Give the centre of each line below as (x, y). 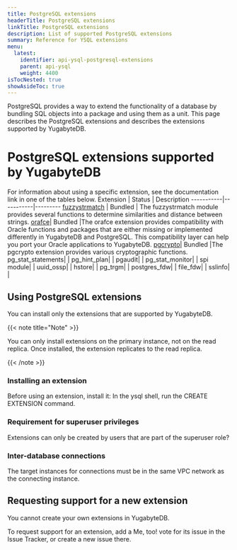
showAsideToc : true (36, 86)
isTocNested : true (34, 80)
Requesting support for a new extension (98, 501)
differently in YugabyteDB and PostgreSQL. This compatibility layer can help (118, 237)
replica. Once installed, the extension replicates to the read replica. (105, 349)
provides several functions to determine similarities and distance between (115, 215)
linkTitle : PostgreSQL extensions (58, 27)
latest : (25, 54)
